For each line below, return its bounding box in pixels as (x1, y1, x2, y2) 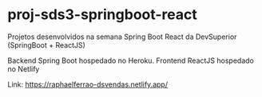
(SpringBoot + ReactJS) (7, 40, 85, 49)
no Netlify (7, 64, 40, 73)
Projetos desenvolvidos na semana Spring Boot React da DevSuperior (7, 32, 237, 41)
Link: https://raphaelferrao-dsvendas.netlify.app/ (7, 80, 169, 89)
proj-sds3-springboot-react (7, 6, 197, 24)
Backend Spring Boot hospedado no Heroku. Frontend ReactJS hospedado (7, 56, 255, 65)
